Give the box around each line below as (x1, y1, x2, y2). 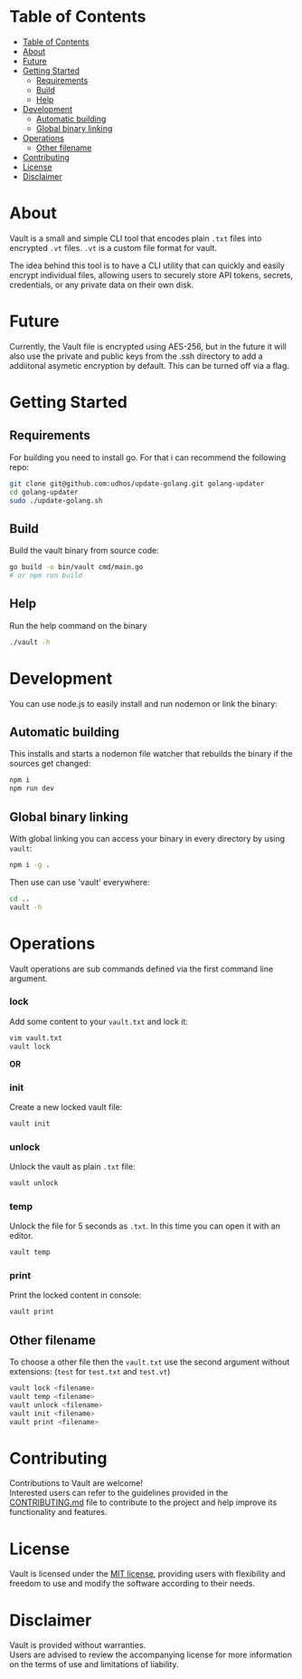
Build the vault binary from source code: (9, 545, 160, 556)
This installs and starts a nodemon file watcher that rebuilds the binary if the (9, 748, 293, 759)
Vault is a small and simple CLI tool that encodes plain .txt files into (9, 233, 262, 244)
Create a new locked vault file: (9, 1101, 123, 1112)
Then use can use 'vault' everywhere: (9, 876, 151, 887)
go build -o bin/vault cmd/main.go (9, 563, 144, 572)
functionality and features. (9, 1507, 108, 1518)
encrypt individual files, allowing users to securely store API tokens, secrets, (9, 269, 294, 280)
